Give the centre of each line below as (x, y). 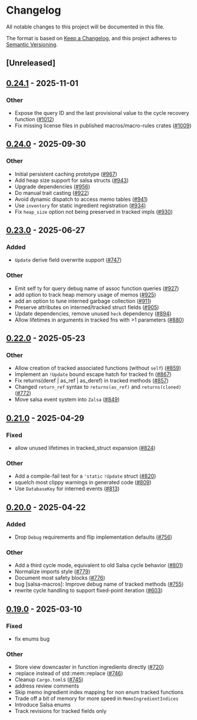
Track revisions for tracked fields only (60, 711)
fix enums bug (32, 639)
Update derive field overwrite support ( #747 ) (68, 260)
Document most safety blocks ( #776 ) (60, 578)
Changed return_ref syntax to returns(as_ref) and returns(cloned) (98, 387)
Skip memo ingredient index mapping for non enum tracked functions (99, 692)
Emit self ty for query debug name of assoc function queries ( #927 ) (97, 288)
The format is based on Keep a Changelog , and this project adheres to (91, 38)
